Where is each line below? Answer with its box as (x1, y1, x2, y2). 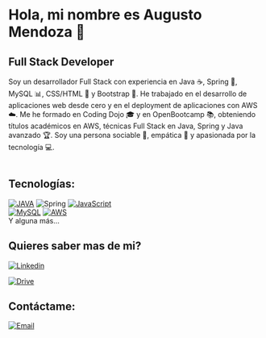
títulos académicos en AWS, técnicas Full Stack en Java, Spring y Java (8, 121, 243, 131)
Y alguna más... (8, 215, 60, 225)
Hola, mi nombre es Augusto (8, 6, 202, 24)
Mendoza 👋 (8, 23, 85, 41)
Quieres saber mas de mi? (8, 240, 142, 253)
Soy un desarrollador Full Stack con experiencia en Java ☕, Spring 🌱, (8, 77, 238, 86)
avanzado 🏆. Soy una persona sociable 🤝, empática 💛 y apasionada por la (8, 131, 256, 140)
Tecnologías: (8, 177, 75, 191)
